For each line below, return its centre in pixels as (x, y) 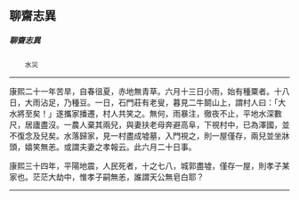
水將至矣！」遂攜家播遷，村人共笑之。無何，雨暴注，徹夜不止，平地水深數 (145, 114)
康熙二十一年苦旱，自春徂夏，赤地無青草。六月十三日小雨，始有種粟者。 (141, 92)
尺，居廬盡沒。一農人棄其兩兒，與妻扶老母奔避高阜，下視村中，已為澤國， (145, 125)
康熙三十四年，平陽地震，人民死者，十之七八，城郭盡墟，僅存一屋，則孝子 (145, 166)
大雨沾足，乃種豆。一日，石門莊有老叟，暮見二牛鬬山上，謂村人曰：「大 (155, 103)
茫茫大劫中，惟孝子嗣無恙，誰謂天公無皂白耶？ (118, 177)
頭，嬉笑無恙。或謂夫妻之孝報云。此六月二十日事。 (103, 147)
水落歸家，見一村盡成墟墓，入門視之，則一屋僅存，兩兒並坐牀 (177, 136)
